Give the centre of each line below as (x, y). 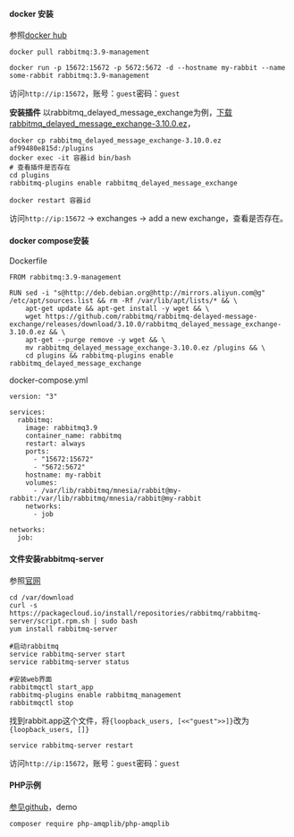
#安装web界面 (31, 679)
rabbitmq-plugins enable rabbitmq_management (95, 695)
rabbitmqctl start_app (51, 687)
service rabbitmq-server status (69, 662)
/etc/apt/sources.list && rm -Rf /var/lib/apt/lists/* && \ (124, 301)
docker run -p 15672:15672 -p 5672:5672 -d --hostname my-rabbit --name (147, 68)
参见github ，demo (43, 807)
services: (28, 412)
